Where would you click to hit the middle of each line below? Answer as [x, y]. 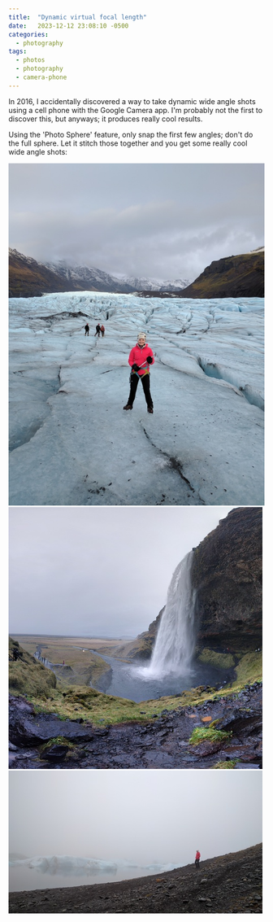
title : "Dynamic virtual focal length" [78, 17]
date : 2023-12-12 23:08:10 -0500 [69, 26]
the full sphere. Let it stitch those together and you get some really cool [128, 143]
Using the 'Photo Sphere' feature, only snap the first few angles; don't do [131, 134]
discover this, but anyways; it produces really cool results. [106, 119]
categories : [28, 34]
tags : [17, 52]
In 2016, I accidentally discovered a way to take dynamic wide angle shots [132, 101]
